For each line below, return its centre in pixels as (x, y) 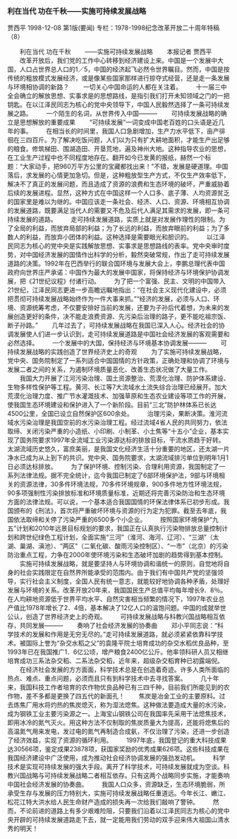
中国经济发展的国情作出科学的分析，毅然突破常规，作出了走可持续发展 (128, 255)
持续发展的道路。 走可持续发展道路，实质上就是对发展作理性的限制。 (113, 220)
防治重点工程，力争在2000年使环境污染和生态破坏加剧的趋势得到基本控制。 (117, 555)
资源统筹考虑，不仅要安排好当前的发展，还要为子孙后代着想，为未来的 (121, 308)
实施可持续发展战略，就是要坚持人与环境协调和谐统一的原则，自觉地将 (121, 564)
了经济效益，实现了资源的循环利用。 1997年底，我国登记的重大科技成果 (117, 740)
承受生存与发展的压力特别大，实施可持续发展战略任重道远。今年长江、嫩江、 (119, 793)
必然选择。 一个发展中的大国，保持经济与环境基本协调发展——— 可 (117, 343)
